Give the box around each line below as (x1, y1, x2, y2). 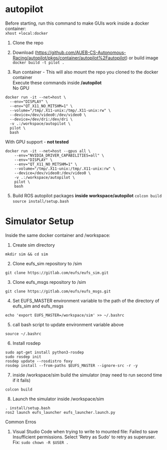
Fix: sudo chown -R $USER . (12, 439, 69, 445)
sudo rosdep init (5, 354, 42, 359)
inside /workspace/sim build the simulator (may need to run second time (12, 371, 162, 378)
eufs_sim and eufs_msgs (12, 303, 64, 309)
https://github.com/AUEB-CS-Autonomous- (36, 49, 126, 55)
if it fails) (12, 377, 31, 383)
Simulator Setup (5, 215, 74, 227)
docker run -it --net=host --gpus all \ (5, 148, 91, 154)
